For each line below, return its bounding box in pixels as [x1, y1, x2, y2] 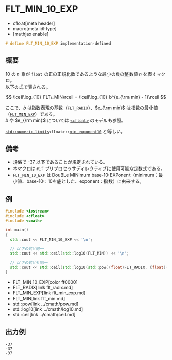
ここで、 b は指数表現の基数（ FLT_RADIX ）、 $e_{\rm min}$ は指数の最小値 [5, 104, 158, 111]
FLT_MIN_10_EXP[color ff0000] [12, 279, 78, 285]
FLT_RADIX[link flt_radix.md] [12, 284, 73, 290]
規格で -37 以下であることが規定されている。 [12, 159, 108, 165]
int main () [5, 227, 29, 232]
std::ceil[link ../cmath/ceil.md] [12, 311, 76, 317]
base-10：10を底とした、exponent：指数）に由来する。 [26, 178, 144, 184]
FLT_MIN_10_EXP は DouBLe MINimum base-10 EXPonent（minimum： [12, 172, 159, 178]
